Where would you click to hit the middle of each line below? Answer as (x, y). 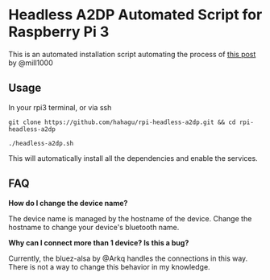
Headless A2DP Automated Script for (135, 15)
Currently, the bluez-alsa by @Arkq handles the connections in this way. (128, 258)
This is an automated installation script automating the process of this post (132, 54)
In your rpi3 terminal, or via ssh (60, 107)
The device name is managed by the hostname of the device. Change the (130, 218)
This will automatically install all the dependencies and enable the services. (133, 158)
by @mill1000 (31, 63)
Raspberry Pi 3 (59, 32)
